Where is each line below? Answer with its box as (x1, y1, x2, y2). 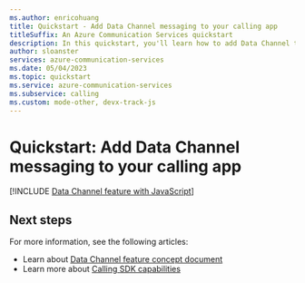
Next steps (9, 212, 73, 228)
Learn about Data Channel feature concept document (22, 254, 223, 265)
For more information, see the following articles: (9, 237, 189, 248)
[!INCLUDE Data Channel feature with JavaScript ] (9, 186, 195, 197)
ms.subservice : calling (9, 89, 100, 98)
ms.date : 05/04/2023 (9, 64, 88, 73)
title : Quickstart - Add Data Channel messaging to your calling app (9, 22, 279, 31)
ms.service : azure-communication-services (9, 81, 172, 90)
